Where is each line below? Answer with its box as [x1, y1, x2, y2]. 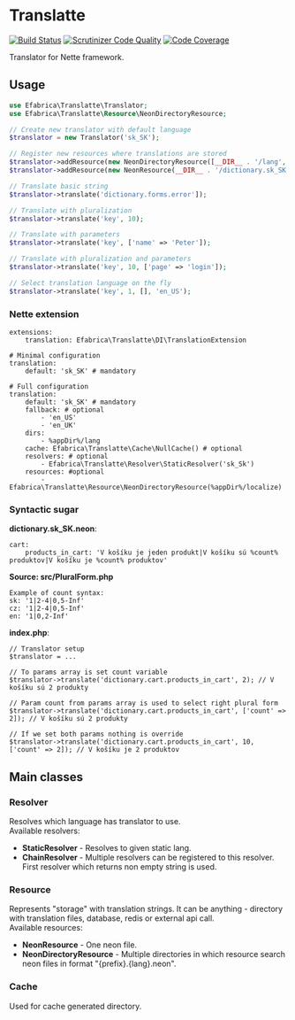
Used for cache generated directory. [9, 1001, 142, 1011]
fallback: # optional [25, 405, 104, 414]
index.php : [9, 628, 50, 638]
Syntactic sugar [9, 503, 79, 515]
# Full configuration [9, 382, 89, 390]
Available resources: [9, 923, 83, 933]
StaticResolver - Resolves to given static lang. [21, 842, 192, 853]
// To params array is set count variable [9, 668, 168, 677]
